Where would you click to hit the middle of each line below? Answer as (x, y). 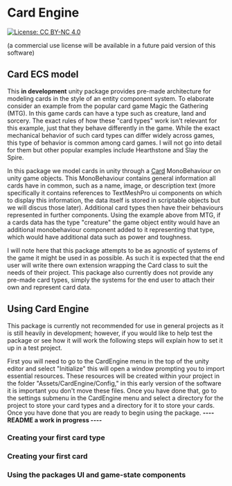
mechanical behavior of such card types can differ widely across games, (111, 135)
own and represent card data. (50, 287)
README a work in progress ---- (55, 420)
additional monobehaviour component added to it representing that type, (111, 229)
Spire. (16, 157)
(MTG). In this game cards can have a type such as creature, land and (107, 113)
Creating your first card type (56, 438)
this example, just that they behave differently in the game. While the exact (114, 128)
